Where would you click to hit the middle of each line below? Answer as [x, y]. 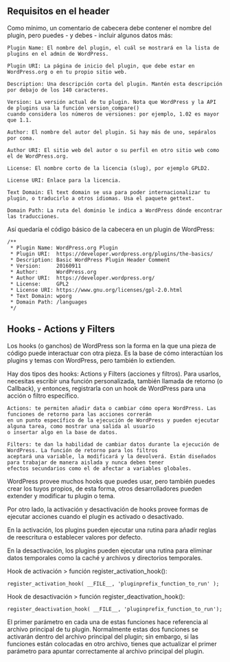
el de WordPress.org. [38, 156]
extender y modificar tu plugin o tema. [61, 495]
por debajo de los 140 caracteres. [58, 90]
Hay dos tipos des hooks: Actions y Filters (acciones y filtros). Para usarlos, [114, 374]
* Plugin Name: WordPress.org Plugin [64, 248]
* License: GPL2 [39, 284]
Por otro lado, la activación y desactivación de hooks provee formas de [108, 509]
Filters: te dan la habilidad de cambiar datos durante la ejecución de [113, 444]
